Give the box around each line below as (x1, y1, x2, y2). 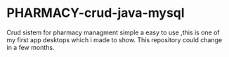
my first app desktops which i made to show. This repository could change (6, 35, 223, 44)
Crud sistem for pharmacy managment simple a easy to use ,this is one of (6, 28, 221, 37)
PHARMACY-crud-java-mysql (6, 5, 185, 21)
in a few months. (6, 43, 55, 51)
